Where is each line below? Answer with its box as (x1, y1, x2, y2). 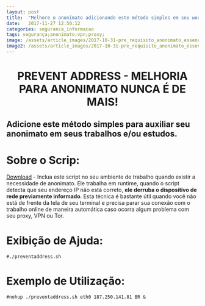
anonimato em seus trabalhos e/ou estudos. (6, 129, 178, 139)
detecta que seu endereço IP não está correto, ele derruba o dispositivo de (6, 187, 197, 194)
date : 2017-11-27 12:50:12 (6, 20, 81, 26)
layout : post (6, 9, 40, 15)
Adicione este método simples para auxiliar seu (6, 119, 190, 130)
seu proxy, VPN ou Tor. (6, 212, 64, 219)
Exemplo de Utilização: (6, 274, 125, 288)
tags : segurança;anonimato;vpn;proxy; (6, 32, 105, 38)
